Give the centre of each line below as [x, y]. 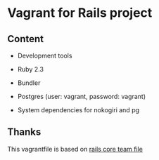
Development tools [45, 55]
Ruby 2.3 [31, 69]
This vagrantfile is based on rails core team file [75, 149]
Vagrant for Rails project [80, 13]
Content [26, 39]
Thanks [24, 132]
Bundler [29, 83]
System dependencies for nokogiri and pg [78, 110]
